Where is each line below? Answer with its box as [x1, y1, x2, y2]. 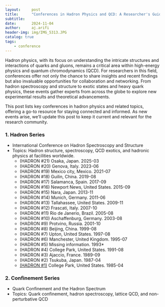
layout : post [5, 7, 41, 12]
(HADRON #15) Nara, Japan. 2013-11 [19, 189, 93, 195]
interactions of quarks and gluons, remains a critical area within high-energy [5, 62, 160, 68]
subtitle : [5, 16, 26, 21]
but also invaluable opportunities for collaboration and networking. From [5, 78, 151, 84]
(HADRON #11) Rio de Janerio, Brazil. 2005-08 [19, 210, 114, 216]
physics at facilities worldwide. [12, 153, 75, 159]
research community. [5, 119, 48, 125]
